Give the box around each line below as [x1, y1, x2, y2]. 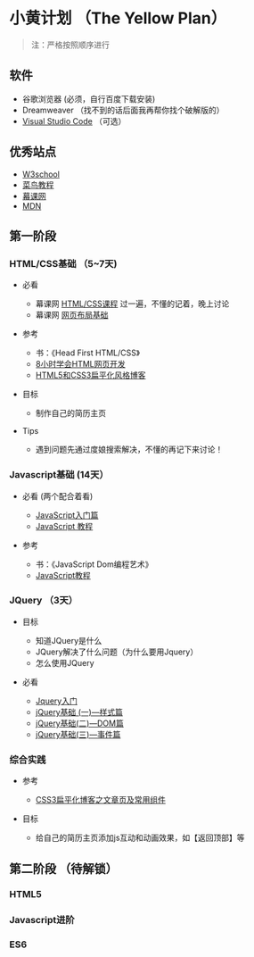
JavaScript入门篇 [35, 510, 99, 520]
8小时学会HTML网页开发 [35, 359, 127, 370]
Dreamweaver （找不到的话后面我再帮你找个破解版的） [21, 104, 225, 115]
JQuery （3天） [9, 595, 78, 607]
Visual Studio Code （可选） [21, 115, 127, 126]
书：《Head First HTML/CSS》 [35, 347, 141, 358]
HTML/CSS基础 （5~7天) [9, 257, 118, 270]
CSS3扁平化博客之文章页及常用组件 [35, 795, 167, 805]
